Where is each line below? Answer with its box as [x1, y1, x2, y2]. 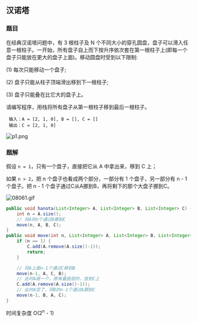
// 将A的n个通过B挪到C [16, 216, 66, 222]
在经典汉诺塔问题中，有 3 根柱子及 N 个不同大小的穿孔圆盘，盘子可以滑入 [6, 39, 184, 46]
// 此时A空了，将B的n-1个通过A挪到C [16, 287, 96, 293]
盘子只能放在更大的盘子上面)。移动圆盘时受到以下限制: [6, 53, 138, 60]
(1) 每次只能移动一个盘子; [6, 66, 67, 73]
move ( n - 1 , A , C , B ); [16, 270, 67, 276]
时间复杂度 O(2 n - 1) [6, 308, 55, 316]
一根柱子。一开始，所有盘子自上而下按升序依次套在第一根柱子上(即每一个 [11, 46, 188, 53]
